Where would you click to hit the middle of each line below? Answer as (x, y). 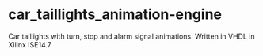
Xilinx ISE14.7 (30, 44)
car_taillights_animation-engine (115, 15)
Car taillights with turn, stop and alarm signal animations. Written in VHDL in (131, 36)
